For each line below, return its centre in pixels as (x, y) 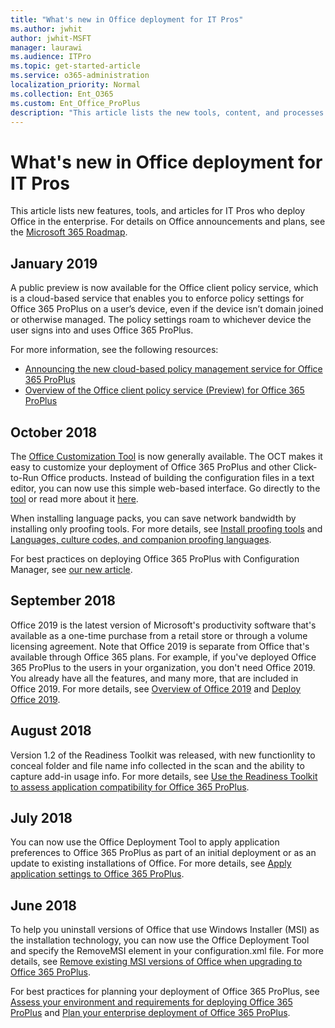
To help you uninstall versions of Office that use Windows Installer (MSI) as (165, 930)
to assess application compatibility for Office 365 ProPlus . (130, 787)
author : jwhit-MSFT (51, 38)
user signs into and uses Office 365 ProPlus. (102, 330)
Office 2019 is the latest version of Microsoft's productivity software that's (163, 625)
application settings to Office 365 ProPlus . (97, 874)
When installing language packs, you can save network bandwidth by (153, 518)
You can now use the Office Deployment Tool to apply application (145, 842)
